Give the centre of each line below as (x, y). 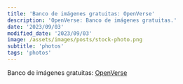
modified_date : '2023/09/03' (50, 33)
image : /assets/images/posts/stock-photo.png (75, 40)
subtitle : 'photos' (36, 46)
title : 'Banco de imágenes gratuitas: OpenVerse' (81, 14)
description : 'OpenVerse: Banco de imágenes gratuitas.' (92, 20)
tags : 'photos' (29, 53)
